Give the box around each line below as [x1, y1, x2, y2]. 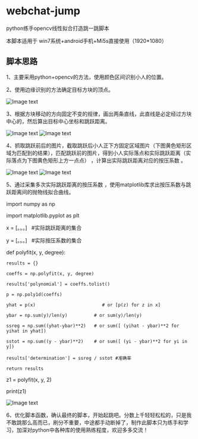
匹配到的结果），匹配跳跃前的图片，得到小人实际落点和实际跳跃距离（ [16, 149, 186, 156]
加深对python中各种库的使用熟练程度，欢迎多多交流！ [16, 426, 149, 433]
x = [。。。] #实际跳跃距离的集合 [6, 224, 82, 231]
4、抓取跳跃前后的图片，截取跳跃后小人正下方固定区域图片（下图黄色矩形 [6, 142, 187, 149]
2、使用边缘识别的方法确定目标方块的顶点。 [6, 86, 114, 93]
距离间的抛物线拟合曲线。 [11, 188, 74, 195]
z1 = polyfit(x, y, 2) [6, 376, 52, 383]
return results [6, 365, 44, 372]
